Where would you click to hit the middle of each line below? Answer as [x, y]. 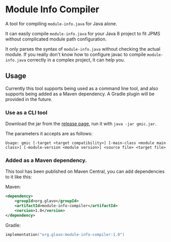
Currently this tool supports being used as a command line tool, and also [82, 88]
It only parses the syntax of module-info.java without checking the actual [83, 49]
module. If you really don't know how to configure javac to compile [76, 54]
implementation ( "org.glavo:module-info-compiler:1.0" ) [65, 234]
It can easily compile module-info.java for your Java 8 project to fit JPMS [83, 33]
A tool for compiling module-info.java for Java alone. [61, 24]
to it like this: [19, 177]
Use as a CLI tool [26, 112]
